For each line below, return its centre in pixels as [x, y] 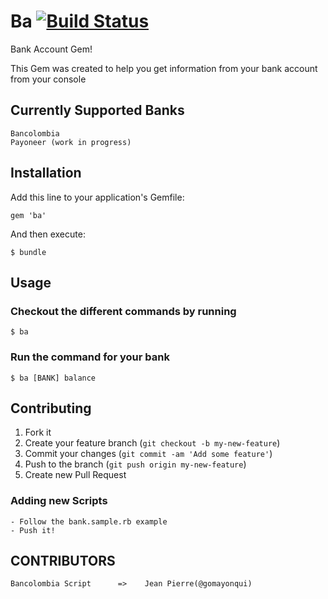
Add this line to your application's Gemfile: [97, 197]
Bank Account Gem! [51, 49]
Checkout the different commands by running [123, 311]
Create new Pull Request [75, 475]
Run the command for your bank [90, 357]
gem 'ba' [28, 215]
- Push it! [33, 530]
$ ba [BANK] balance [53, 378]
